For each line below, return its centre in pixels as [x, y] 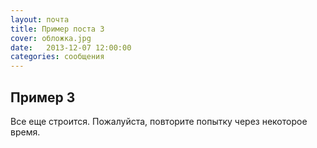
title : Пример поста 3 [57, 29]
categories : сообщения [57, 57]
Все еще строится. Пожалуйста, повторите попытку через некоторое [159, 121]
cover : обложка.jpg [51, 38]
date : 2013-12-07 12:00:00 [71, 47]
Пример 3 [43, 97]
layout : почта [40, 19]
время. [25, 132]
